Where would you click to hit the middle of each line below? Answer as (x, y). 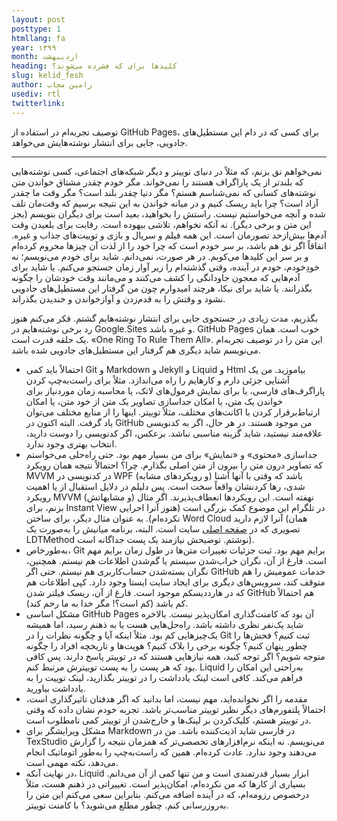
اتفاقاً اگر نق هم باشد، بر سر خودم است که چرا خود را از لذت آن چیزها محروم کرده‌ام (169, 245)
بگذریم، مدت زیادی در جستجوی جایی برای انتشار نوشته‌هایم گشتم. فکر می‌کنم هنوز (165, 318)
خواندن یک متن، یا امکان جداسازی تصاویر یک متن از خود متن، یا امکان (154, 401)
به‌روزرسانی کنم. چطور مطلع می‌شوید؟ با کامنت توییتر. (127, 805)
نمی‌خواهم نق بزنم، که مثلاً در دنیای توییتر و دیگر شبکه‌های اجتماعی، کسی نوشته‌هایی (167, 171)
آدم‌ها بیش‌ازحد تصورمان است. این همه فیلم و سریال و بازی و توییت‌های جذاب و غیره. (169, 235)
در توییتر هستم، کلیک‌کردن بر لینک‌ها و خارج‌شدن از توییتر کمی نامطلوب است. (168, 720)
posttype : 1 (36, 29)
